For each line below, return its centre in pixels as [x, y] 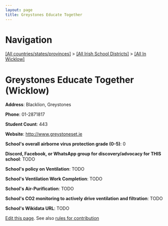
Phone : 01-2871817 [25, 114]
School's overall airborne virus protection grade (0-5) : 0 [66, 144]
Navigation [29, 40]
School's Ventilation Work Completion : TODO [54, 179]
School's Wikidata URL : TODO [37, 208]
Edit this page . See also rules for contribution [52, 218]
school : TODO [20, 159]
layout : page [19, 10]
